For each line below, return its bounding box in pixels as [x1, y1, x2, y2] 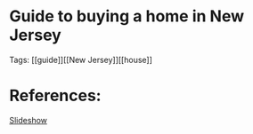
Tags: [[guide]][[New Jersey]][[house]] [9, 54, 153, 65]
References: [9, 86, 102, 106]
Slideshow [9, 114, 47, 125]
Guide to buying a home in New [9, 6, 245, 27]
